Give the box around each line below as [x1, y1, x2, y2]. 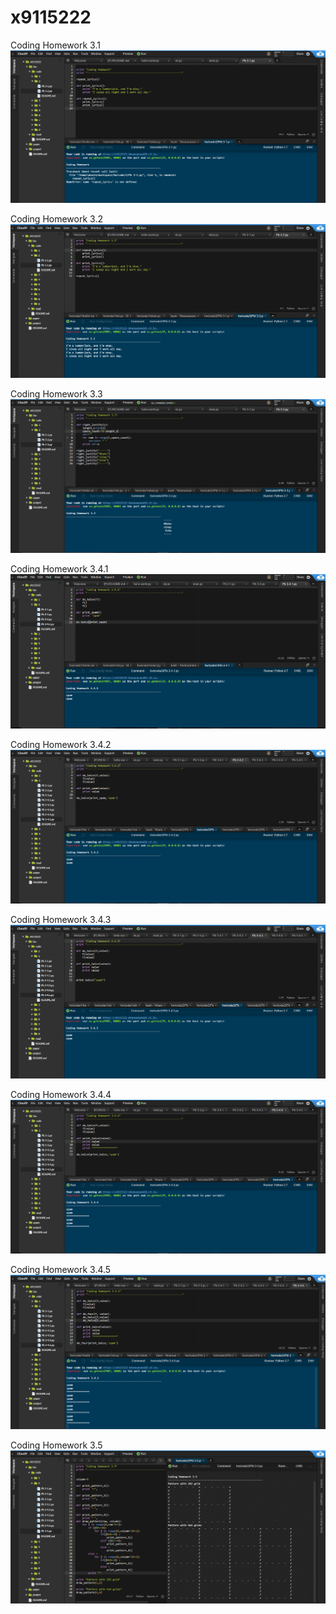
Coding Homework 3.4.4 [10, 1088, 112, 1100]
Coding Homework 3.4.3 [10, 914, 112, 926]
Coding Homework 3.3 [10, 388, 103, 400]
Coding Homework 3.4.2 [10, 739, 112, 751]
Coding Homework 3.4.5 [10, 1263, 112, 1275]
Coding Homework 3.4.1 [10, 563, 109, 575]
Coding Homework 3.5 [10, 1439, 103, 1451]
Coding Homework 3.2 [10, 212, 103, 225]
